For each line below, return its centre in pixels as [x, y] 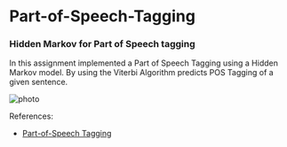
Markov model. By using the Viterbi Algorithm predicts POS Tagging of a [141, 73]
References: [31, 116]
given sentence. [39, 82]
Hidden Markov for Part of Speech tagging [102, 44]
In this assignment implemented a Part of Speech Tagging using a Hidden [143, 63]
